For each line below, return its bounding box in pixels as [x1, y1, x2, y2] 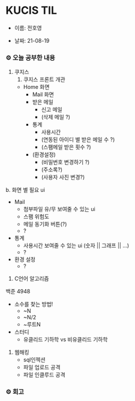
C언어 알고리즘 [14, 275, 49, 283]
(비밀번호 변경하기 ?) [41, 159, 90, 166]
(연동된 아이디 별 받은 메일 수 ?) [41, 136, 115, 143]
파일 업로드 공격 [23, 364, 61, 371]
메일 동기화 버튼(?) [23, 221, 67, 228]
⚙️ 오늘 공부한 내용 [5, 54, 55, 62]
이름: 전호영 [14, 24, 43, 31]
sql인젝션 [23, 356, 46, 364]
